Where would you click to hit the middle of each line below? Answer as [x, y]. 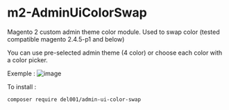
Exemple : [22, 73]
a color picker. [28, 59]
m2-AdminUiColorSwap [77, 13]
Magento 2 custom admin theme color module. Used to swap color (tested [113, 32]
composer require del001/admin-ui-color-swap [74, 99]
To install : [22, 86]
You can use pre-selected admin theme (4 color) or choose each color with [115, 53]
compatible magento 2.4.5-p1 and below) [66, 39]
